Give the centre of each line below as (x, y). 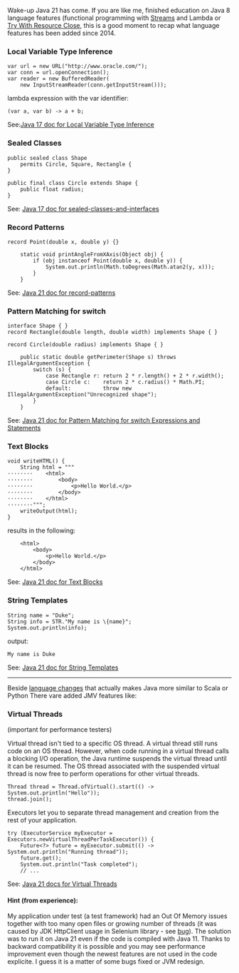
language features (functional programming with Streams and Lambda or (114, 18)
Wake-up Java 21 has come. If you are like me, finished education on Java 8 (119, 10)
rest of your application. (42, 820)
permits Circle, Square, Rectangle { (76, 164)
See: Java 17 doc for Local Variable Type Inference (81, 125)
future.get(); (41, 858)
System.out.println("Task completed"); (79, 864)
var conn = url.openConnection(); (59, 73)
